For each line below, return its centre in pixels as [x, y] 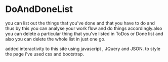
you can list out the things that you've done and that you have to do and [80, 23]
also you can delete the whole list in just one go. [55, 39]
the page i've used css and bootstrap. [45, 54]
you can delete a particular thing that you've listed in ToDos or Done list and [84, 33]
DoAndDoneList [39, 9]
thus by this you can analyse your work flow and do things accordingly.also [84, 28]
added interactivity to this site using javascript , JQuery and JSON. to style [83, 48]
